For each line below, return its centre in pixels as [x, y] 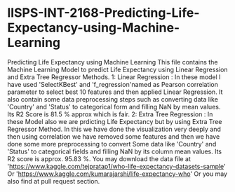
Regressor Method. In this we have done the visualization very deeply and [114, 129]
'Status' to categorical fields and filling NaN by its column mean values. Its [115, 151]
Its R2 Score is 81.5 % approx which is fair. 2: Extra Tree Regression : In [110, 114]
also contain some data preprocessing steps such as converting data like [113, 99]
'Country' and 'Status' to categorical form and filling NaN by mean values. [114, 107]
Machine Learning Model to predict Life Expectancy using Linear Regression [117, 69]
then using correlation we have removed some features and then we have [114, 136]
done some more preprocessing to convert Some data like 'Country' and [112, 144]
